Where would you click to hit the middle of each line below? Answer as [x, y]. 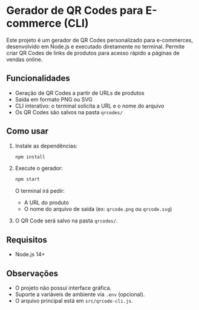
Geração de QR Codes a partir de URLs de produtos [80, 93]
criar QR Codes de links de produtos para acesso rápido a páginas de [93, 53]
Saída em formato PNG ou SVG [54, 99]
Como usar [28, 131]
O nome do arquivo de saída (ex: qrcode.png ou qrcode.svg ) [98, 209]
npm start [28, 179]
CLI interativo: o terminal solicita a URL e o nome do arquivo [90, 106]
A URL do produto [47, 202]
